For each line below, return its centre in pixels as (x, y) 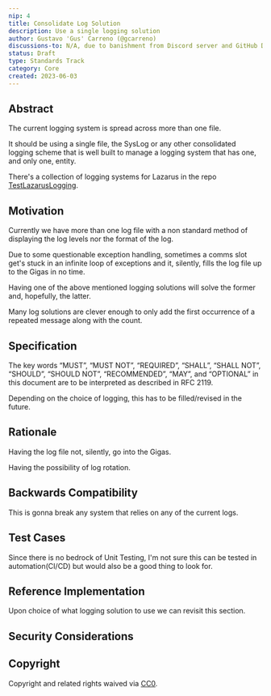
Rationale (33, 433)
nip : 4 (19, 16)
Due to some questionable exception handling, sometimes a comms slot (128, 255)
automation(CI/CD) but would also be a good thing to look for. (110, 566)
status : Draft (32, 53)
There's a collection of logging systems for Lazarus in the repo (113, 177)
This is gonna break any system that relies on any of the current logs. (123, 512)
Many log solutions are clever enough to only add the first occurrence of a (132, 312)
